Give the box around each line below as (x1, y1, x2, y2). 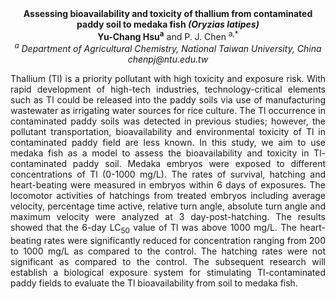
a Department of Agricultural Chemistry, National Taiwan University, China (14, 41, 322, 55)
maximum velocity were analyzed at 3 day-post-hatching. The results (10, 211, 326, 223)
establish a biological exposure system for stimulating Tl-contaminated (10, 267, 326, 279)
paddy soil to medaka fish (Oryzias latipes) (76, 18, 260, 30)
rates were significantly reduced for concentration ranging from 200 (43, 235, 326, 247)
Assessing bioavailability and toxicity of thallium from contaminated (23, 8, 313, 19)
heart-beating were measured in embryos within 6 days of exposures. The (10, 179, 326, 191)
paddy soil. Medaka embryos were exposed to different (72, 158, 326, 170)
